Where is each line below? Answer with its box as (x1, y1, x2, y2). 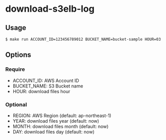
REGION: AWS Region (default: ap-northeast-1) (12, 113, 111, 119)
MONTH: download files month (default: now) (12, 123, 109, 129)
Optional (5, 101, 27, 108)
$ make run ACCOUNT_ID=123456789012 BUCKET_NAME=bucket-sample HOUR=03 (5, 37, 161, 42)
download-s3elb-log (5, 3, 94, 15)
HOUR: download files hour (12, 88, 70, 94)
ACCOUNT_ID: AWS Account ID (12, 77, 79, 83)
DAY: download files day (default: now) (12, 128, 94, 135)
